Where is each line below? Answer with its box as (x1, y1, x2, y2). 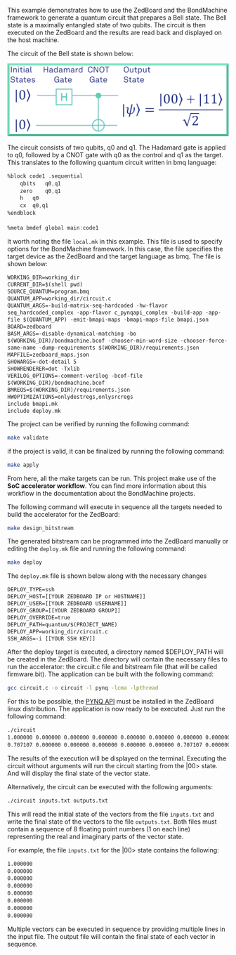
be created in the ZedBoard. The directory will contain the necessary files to (7, 655, 228, 664)
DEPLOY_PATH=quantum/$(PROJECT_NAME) (7, 621, 118, 628)
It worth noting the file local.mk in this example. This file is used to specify (7, 237, 223, 245)
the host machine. (7, 36, 60, 44)
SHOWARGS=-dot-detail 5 (7, 358, 77, 365)
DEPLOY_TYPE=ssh (7, 586, 55, 593)
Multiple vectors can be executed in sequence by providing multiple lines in (7, 925, 226, 933)
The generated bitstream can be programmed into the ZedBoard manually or (7, 537, 229, 546)
